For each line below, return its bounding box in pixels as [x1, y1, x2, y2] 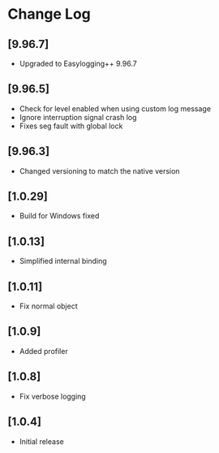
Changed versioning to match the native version [19, 166, 180, 175]
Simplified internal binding [19, 257, 107, 266]
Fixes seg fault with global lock [19, 121, 123, 131]
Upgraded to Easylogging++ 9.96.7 [19, 58, 137, 68]
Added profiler [19, 346, 68, 356]
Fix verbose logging [19, 391, 86, 401]
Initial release [19, 436, 64, 447]
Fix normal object [19, 301, 78, 311]
